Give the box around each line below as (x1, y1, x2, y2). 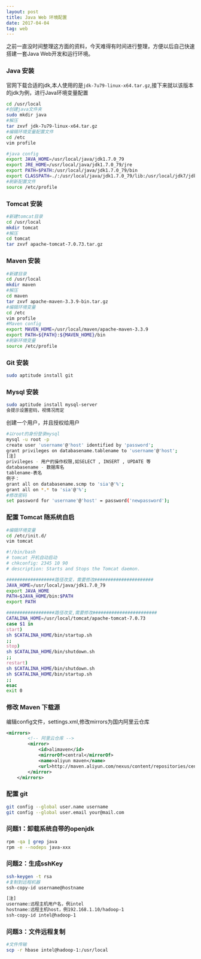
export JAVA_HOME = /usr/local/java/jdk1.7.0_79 (6, 157, 124, 163)
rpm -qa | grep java (6, 838, 58, 844)
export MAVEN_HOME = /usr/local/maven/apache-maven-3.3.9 (6, 326, 148, 333)
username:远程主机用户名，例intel (6, 901, 84, 907)
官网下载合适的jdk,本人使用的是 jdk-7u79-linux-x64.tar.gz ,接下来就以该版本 (6, 82, 194, 89)
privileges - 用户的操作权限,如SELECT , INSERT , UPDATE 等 (6, 459, 151, 465)
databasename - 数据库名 (6, 464, 65, 471)
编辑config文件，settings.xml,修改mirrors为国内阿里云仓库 (6, 718, 150, 725)
